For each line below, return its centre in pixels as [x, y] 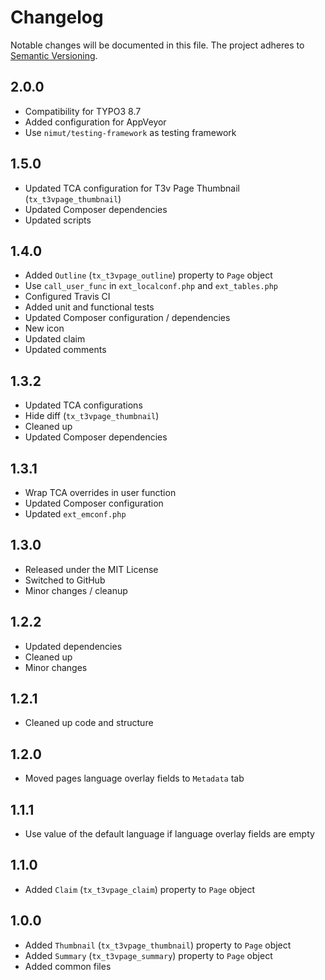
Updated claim [55, 339]
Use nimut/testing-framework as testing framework [130, 132]
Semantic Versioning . [54, 55]
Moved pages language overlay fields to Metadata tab [134, 778]
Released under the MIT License [91, 569]
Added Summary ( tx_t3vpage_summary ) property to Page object [148, 955]
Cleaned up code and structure [89, 723]
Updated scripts [58, 220]
